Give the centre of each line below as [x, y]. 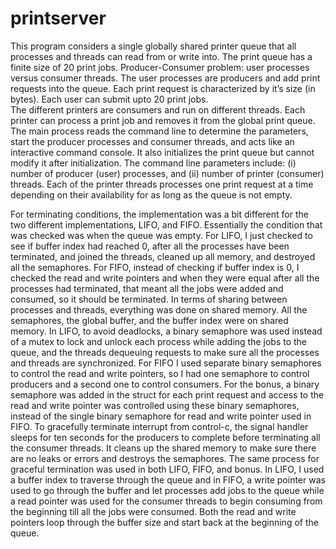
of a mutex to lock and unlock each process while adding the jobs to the [159, 341]
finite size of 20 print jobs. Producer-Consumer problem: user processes [160, 67]
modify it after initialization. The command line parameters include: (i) [153, 163]
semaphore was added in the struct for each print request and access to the [167, 394]
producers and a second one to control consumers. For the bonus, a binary [165, 384]
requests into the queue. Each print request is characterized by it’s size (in [163, 88]
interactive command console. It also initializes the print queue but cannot [162, 152]
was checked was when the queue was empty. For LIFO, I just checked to [161, 235]
